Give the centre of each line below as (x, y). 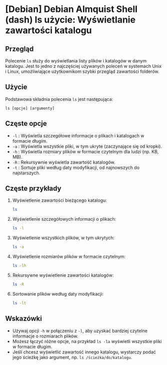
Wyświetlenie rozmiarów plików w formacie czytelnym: (69, 257)
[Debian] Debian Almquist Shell (71, 9)
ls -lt (19, 303)
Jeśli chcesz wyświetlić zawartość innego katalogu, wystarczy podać (84, 352)
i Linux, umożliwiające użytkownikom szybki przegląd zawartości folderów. (82, 71)
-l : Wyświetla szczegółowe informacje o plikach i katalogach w (78, 135)
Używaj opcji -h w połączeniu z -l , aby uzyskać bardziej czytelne (80, 331)
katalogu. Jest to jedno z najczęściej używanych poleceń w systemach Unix (83, 66)
